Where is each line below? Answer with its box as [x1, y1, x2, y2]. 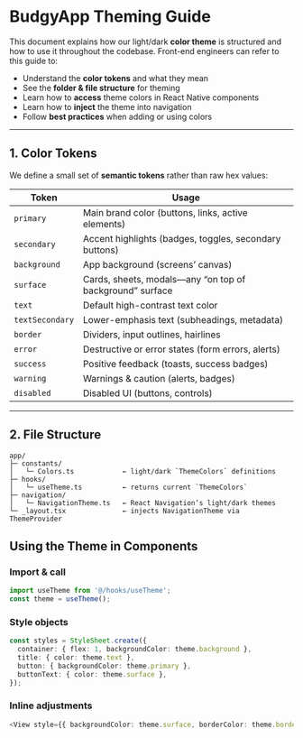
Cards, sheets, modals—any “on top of [82, 272, 246, 285]
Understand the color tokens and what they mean [22, 72, 209, 83]
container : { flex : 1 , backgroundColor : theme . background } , [17, 645, 252, 654]
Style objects [9, 615, 69, 628]
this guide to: [9, 55, 59, 66]
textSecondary [14, 314, 75, 325]
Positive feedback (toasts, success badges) [82, 357, 269, 370]
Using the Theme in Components [9, 539, 198, 554]
